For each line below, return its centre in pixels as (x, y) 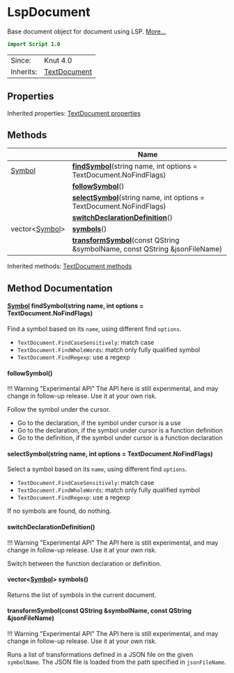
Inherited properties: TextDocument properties (74, 113)
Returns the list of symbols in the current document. (82, 595)
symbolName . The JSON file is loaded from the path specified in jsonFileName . (117, 662)
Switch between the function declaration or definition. (84, 563)
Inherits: (24, 72)
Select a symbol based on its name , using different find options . (97, 469)
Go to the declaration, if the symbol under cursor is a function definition (120, 431)
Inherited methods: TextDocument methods (70, 266)
